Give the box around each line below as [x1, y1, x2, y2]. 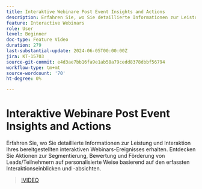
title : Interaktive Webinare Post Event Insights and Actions [6, 8, 165, 15]
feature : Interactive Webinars [6, 20, 85, 26]
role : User [6, 25, 34, 32]
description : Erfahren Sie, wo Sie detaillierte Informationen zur [6, 14, 179, 20]
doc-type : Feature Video [6, 37, 69, 43]
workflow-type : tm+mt [6, 64, 61, 71]
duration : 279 [6, 43, 42, 49]
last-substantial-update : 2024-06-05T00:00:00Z [6, 48, 128, 54]
